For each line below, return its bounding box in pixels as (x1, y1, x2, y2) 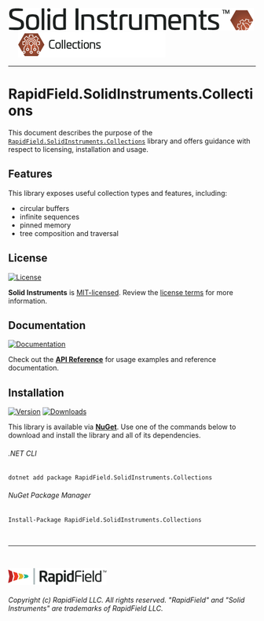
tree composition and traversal (19, 228, 119, 238)
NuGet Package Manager (8, 490, 91, 500)
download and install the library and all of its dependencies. (8, 431, 202, 440)
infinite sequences (19, 212, 80, 221)
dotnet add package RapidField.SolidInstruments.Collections (8, 474, 213, 482)
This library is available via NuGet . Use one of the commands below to (8, 422, 236, 432)
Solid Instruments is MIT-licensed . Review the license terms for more (8, 287, 233, 297)
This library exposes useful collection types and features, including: (8, 188, 228, 198)
